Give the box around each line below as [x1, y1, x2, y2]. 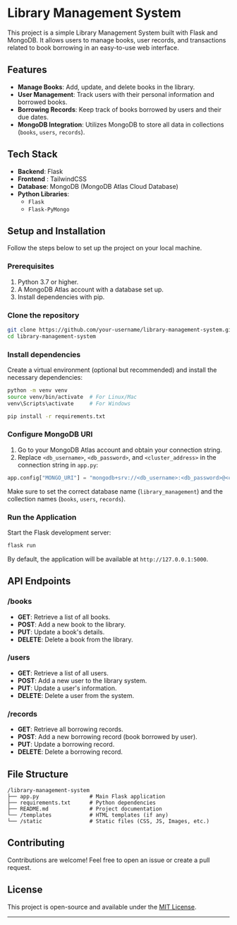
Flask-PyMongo [28, 206, 70, 213]
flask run [7, 542, 37, 549]
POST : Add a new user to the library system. [17, 676, 147, 685]
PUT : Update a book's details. [17, 627, 105, 636]
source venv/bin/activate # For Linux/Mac [7, 393, 138, 400]
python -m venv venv [7, 387, 68, 394]
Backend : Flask [17, 167, 63, 175]
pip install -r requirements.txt [7, 412, 106, 420]
